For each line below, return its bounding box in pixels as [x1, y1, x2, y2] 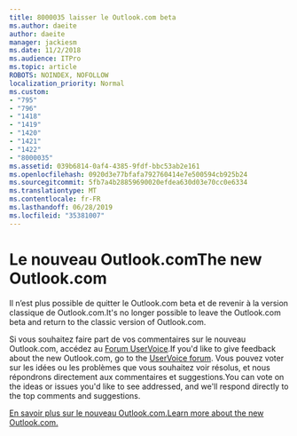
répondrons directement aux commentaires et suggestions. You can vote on [9, 371, 285, 382]
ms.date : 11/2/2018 [9, 46, 82, 55]
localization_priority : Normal [9, 79, 125, 88]
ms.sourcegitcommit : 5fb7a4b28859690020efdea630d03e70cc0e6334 [9, 178, 248, 187]
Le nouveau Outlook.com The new [9, 250, 262, 269]
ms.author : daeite [9, 21, 77, 30]
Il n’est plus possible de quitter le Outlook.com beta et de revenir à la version [9, 297, 289, 308]
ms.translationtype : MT [9, 186, 98, 195]
